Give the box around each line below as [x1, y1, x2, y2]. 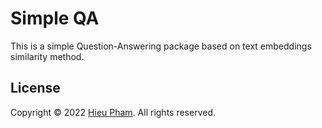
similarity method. [10, 50, 85, 62]
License [10, 80, 61, 97]
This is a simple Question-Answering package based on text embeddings [10, 40, 312, 52]
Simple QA [10, 7, 100, 30]
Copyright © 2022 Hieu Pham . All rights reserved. [10, 106, 217, 118]
